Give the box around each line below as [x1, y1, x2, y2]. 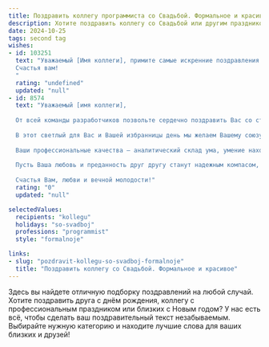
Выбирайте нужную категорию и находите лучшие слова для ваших [8, 320, 242, 330]
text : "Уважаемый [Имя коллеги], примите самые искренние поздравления [15, 57, 260, 65]
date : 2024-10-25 [8, 27, 66, 35]
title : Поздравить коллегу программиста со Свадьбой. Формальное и [8, 11, 239, 20]
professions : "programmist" [15, 228, 110, 236]
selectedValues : [8, 206, 62, 214]
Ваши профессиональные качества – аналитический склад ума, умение [15, 146, 246, 154]
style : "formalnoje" [15, 235, 84, 243]
